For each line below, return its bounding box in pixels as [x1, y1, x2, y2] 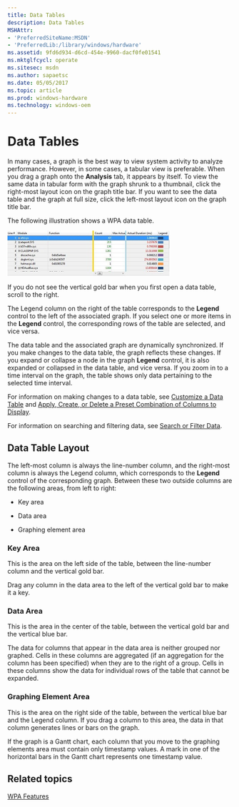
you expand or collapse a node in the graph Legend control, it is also [7, 356, 210, 365]
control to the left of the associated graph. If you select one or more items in [7, 312, 232, 320]
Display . [7, 407, 31, 417]
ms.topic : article [7, 86, 62, 94]
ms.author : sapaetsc [7, 71, 69, 78]
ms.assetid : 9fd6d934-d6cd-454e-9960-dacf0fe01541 [7, 49, 161, 56]
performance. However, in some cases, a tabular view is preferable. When [7, 165, 225, 173]
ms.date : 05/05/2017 [7, 79, 69, 86]
